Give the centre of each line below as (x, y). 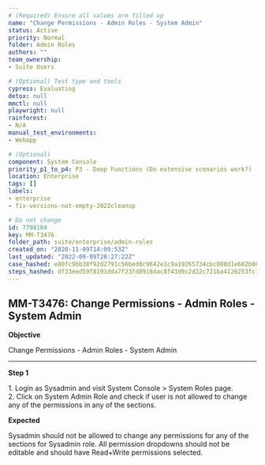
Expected (24, 421)
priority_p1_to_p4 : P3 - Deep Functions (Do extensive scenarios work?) (130, 169)
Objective (24, 335)
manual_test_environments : (52, 133)
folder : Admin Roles (42, 45)
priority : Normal (37, 38)
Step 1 (19, 373)
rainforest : (28, 118)
